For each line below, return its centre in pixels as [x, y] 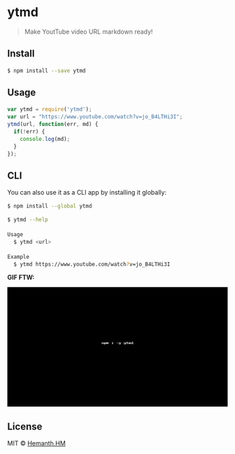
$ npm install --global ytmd [50, 206]
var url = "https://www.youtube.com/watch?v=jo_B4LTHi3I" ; [95, 117]
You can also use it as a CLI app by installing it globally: [87, 193]
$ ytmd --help [28, 220]
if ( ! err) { [29, 132]
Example [19, 256]
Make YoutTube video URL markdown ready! [88, 32]
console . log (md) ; [45, 139]
